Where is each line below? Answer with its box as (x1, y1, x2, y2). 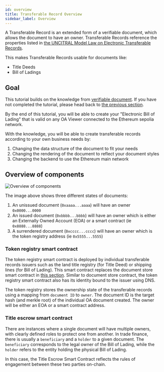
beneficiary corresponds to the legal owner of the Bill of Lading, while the (5, 341, 155, 347)
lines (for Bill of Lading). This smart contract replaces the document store (5, 267, 153, 273)
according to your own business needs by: (5, 136, 91, 142)
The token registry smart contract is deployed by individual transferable (5, 257, 150, 263)
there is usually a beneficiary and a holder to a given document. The (5, 336, 144, 342)
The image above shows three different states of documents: (5, 193, 128, 198)
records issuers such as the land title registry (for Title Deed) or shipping (5, 262, 152, 268)
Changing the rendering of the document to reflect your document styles (12, 151, 160, 157)
